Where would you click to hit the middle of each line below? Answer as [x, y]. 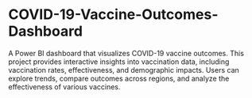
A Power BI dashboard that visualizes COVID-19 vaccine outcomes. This [126, 53]
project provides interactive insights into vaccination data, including [119, 62]
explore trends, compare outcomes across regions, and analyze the [119, 78]
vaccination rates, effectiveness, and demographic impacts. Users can [124, 70]
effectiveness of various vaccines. [64, 87]
